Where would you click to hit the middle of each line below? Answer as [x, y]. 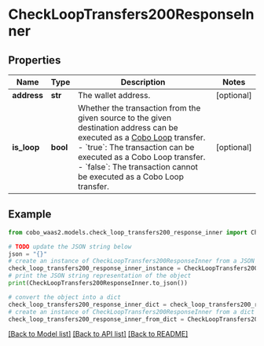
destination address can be [128, 127]
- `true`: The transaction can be [136, 147]
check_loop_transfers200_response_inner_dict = [88, 304]
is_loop [26, 147]
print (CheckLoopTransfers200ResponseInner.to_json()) [98, 283]
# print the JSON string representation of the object [100, 276]
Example [30, 215]
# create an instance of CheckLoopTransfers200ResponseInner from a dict [132, 311]
